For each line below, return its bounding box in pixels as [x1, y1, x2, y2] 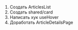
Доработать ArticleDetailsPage [9, 19, 73, 25]
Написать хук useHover [9, 15, 59, 20]
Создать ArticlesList [9, 4, 51, 10]
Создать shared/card [9, 9, 53, 15]
